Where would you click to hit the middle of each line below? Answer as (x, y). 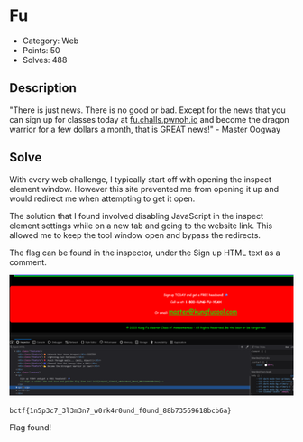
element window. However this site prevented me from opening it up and (144, 189)
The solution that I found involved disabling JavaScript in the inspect (137, 216)
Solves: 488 (45, 60)
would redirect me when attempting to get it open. (102, 198)
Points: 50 (41, 50)
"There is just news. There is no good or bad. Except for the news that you (147, 110)
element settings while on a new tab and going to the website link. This (141, 226)
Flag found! (31, 428)
